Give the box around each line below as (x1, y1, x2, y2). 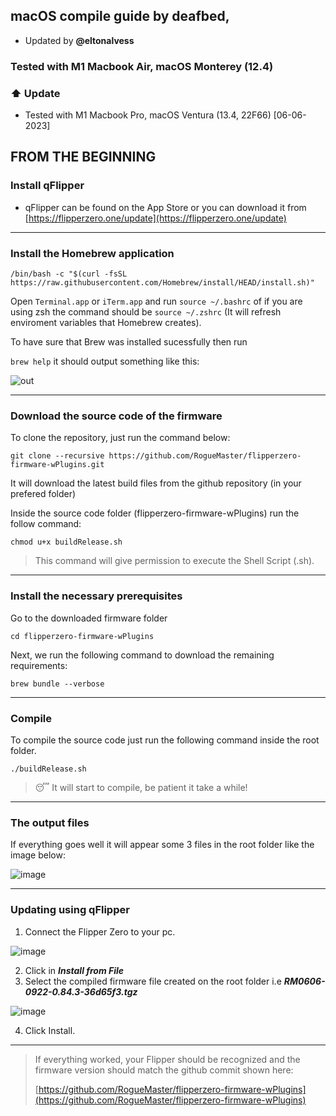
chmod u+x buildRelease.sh (10, 537, 123, 548)
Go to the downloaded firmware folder (10, 612, 168, 624)
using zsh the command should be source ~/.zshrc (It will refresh (10, 306, 282, 318)
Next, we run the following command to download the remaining (10, 649, 275, 661)
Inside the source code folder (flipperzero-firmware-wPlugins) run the (10, 507, 300, 519)
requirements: (10, 659, 68, 671)
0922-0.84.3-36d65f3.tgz (24, 985, 138, 998)
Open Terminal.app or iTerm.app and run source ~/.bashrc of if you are (10, 295, 303, 308)
